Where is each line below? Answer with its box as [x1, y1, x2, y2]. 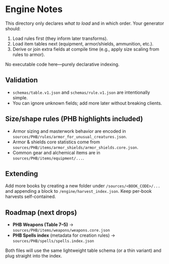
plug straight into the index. [5, 253, 62, 259]
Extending [5, 169, 38, 178]
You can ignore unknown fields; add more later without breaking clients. [12, 100, 162, 106]
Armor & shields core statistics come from [12, 139, 100, 145]
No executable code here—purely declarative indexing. [5, 61, 120, 67]
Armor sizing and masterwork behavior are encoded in [12, 128, 126, 134]
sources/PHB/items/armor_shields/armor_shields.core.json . [12, 144, 139, 150]
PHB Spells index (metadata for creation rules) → [12, 232, 116, 238]
